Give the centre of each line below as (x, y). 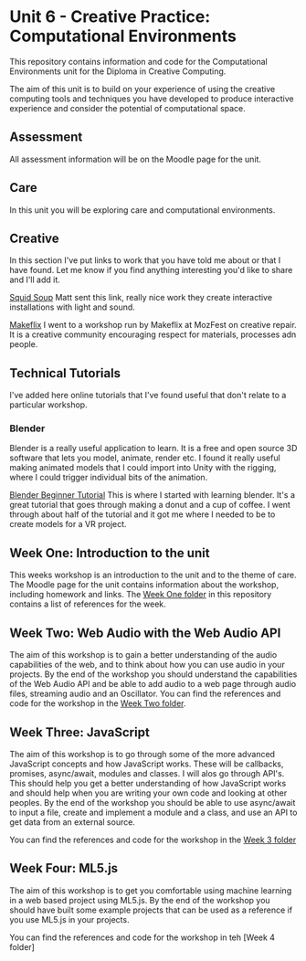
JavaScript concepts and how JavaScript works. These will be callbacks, (147, 764)
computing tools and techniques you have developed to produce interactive (152, 99)
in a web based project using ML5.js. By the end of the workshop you (140, 900)
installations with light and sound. (72, 307)
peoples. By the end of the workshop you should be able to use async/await (153, 802)
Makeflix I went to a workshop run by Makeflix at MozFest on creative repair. (153, 325)
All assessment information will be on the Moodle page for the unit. (136, 159)
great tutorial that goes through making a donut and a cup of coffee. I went (150, 505)
